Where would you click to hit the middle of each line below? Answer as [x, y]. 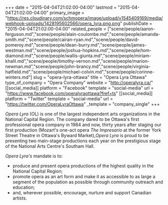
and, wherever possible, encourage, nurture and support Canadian [82, 193]
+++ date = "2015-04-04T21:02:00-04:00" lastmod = [61, 7]
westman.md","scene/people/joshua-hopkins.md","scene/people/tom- [78, 50]
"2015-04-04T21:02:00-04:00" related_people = [56, 29]
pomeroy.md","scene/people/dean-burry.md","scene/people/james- [76, 45]
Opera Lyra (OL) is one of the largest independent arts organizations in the [83, 114]
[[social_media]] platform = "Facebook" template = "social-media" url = [79, 88]
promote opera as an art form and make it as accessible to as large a [84, 176]
